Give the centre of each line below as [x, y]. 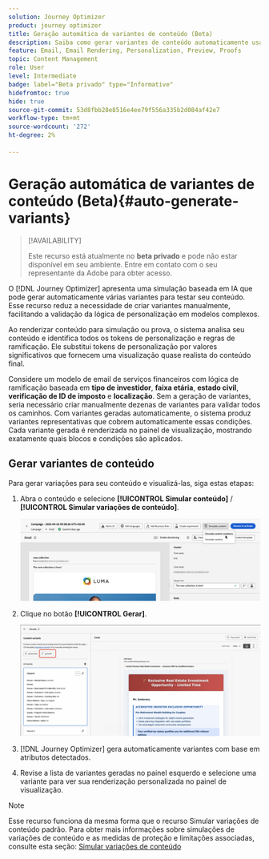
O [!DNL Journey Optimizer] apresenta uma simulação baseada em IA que [130, 288]
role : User [26, 68]
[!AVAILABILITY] [54, 240]
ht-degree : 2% [32, 135]
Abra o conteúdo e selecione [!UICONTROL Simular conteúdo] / [126, 498]
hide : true [26, 101]
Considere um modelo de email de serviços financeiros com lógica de [123, 379]
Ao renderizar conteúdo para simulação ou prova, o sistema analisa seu [126, 329]
